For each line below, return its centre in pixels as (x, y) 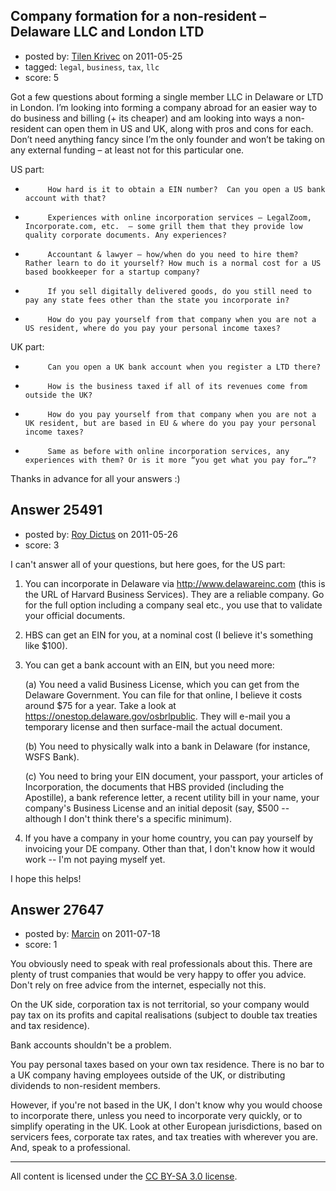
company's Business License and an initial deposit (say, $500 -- (157, 808)
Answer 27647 (57, 910)
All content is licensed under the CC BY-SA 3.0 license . (124, 1176)
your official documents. (75, 615)
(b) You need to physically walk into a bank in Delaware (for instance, (167, 746)
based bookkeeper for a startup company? (112, 272)
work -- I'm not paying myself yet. (95, 859)
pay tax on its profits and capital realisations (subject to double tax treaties (164, 1015)
